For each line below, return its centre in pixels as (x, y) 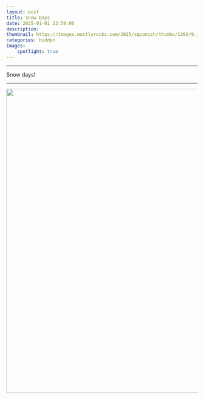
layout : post (23, 12)
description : (23, 29)
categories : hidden (31, 40)
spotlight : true (38, 52)
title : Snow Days (28, 18)
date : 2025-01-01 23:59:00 (40, 23)
